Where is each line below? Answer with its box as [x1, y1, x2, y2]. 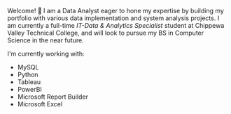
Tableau [17, 78, 41, 86]
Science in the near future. [7, 36, 84, 44]
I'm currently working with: [7, 49, 85, 58]
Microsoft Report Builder [17, 92, 89, 101]
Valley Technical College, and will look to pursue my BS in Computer [7, 28, 204, 37]
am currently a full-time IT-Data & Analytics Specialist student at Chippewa [7, 22, 225, 29]
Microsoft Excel [17, 100, 63, 108]
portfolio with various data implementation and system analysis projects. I [7, 14, 220, 22]
